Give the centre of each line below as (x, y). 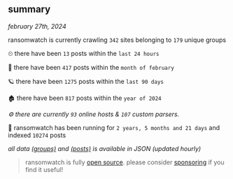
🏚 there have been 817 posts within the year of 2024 (85, 98)
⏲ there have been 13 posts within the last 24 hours (84, 53)
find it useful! (44, 169)
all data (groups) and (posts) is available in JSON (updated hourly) (105, 148)
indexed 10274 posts (37, 135)
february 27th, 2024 (37, 26)
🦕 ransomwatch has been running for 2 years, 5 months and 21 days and (114, 127)
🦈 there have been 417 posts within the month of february (91, 67)
